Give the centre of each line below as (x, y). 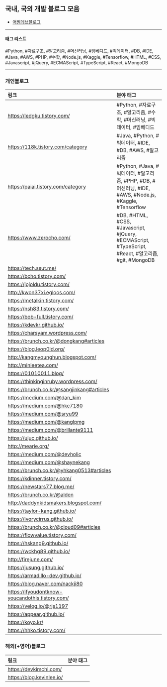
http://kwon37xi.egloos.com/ (42, 293)
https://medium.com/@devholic (44, 455)
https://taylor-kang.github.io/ (42, 511)
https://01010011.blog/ (36, 373)
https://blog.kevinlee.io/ (35, 677)
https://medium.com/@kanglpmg (46, 422)
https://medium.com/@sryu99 (43, 414)
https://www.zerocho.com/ (39, 238)
